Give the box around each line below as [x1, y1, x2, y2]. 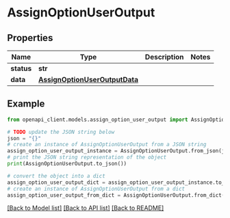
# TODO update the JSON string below [7, 128, 115, 135]
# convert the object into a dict [7, 172, 106, 179]
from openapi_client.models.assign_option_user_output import [7, 116, 188, 123]
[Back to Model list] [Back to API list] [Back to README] [7, 204, 164, 213]
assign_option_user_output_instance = [7, 148, 118, 154]
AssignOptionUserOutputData [38, 75, 139, 84]
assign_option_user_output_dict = [7, 179, 106, 186]
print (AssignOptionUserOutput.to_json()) [7, 161, 127, 167]
